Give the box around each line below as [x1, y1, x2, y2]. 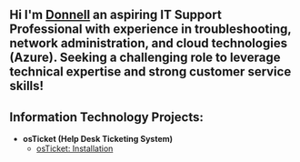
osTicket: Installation [35, 143, 114, 154]
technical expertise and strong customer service [9, 64, 292, 80]
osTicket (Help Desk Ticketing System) [22, 134, 174, 145]
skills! [9, 78, 44, 94]
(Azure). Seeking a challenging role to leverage [9, 50, 281, 66]
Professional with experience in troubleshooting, [9, 22, 292, 37]
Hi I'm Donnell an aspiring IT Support [9, 7, 223, 23]
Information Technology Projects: [9, 109, 205, 125]
